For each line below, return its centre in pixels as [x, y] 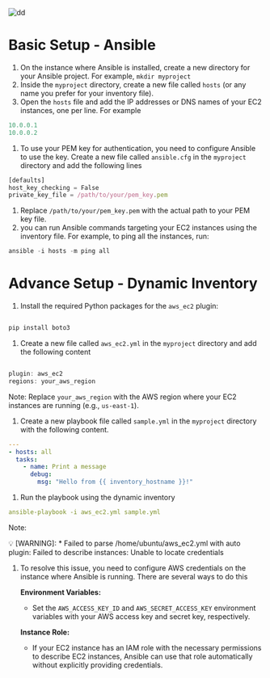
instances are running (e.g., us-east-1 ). [74, 405]
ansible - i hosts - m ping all [59, 251]
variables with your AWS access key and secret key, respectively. [141, 616]
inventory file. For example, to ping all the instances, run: [114, 236]
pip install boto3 [39, 328]
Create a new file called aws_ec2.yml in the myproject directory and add [138, 343]
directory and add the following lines [81, 165]
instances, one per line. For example [80, 110]
